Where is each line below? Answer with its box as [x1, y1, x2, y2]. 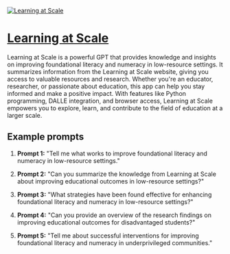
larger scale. [7, 111, 43, 119]
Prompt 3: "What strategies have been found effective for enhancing [16, 190, 212, 199]
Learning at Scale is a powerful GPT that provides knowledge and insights [7, 53, 216, 61]
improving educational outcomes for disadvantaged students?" [16, 218, 196, 226]
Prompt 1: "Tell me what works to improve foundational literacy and [16, 149, 208, 157]
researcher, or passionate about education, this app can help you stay [7, 82, 205, 90]
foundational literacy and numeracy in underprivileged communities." [16, 238, 213, 246]
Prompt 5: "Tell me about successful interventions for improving [16, 231, 199, 240]
